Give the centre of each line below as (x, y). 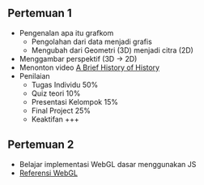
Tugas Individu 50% (65, 84)
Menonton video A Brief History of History (89, 67)
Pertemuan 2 (41, 145)
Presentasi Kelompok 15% (75, 101)
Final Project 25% (61, 110)
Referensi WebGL (49, 173)
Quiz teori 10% (56, 93)
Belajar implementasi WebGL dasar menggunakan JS (108, 164)
